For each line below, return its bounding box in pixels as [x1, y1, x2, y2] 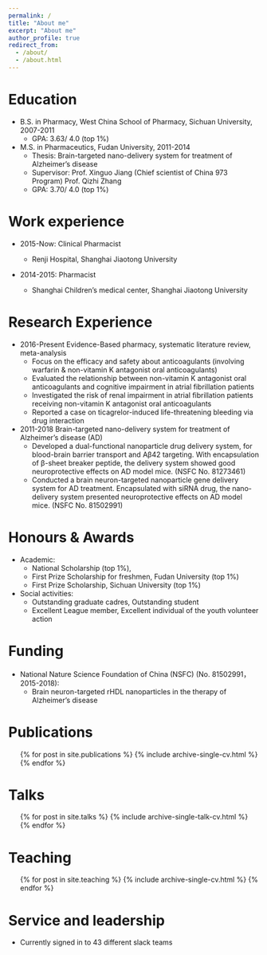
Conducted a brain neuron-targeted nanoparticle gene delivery [31, 475, 239, 485]
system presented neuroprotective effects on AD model [60, 492, 243, 501]
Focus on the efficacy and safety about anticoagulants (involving [31, 356, 245, 366]
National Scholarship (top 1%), [31, 563, 132, 572]
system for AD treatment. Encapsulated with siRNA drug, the [31, 483, 231, 493]
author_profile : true [8, 33, 80, 42]
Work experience [8, 213, 125, 230]
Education [8, 91, 77, 108]
